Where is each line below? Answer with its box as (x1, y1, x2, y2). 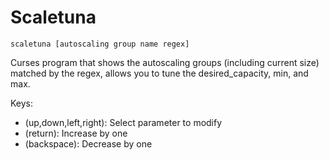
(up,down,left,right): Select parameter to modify (24, 116, 223, 128)
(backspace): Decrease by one (24, 137, 153, 150)
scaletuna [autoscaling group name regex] (10, 39, 190, 49)
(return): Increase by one (24, 127, 128, 139)
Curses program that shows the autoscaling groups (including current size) (10, 56, 320, 68)
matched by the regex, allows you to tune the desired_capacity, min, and (10, 67, 309, 79)
